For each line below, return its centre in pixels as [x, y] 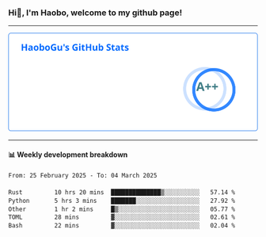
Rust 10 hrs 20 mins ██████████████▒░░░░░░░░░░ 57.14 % [122, 192]
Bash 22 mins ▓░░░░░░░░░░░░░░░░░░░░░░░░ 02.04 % [122, 226]
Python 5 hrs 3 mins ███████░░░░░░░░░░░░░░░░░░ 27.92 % [122, 201]
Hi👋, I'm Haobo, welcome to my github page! [95, 13]
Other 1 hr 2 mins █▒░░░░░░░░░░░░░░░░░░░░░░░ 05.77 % [122, 209]
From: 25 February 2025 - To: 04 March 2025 [83, 176]
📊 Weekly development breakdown [68, 155]
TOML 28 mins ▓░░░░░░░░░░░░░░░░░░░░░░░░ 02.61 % [122, 217]
